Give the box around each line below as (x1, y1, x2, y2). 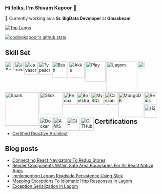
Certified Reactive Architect (12, 130, 68, 136)
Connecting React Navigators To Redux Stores (12, 157, 106, 163)
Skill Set (5, 48, 30, 57)
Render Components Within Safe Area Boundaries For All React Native (12, 163, 154, 169)
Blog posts (5, 144, 38, 153)
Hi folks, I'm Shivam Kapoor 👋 (5, 4, 77, 11)
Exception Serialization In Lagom (12, 183, 78, 189)
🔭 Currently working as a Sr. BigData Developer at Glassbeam (5, 16, 131, 21)
